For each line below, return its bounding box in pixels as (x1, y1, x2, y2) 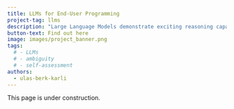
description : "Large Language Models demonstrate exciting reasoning (7, 23, 214, 30)
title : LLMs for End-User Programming (7, 10, 120, 17)
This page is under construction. (7, 94, 101, 102)
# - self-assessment (13, 62, 73, 69)
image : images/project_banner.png (7, 36, 108, 43)
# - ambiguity (13, 56, 54, 62)
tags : (7, 42, 23, 49)
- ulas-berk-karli (13, 74, 68, 82)
